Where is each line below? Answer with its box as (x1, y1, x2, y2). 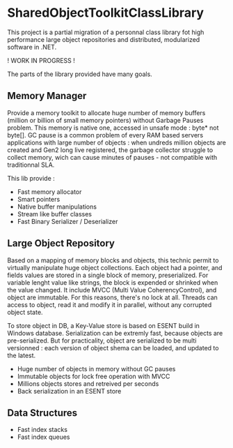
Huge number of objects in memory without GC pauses (17, 364, 176, 373)
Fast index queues (17, 433, 70, 441)
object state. (7, 308, 43, 316)
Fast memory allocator (17, 187, 82, 196)
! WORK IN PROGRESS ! (7, 56, 75, 64)
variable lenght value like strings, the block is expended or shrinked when (7, 278, 218, 287)
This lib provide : (7, 174, 56, 182)
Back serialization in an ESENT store (17, 387, 122, 395)
